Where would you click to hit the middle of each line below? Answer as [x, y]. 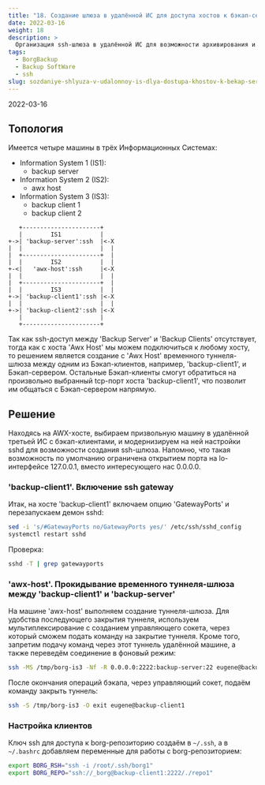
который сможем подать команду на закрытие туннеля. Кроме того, [124, 637]
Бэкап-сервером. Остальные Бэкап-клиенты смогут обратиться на [122, 372]
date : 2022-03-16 [37, 23]
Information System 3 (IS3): [64, 196]
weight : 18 [26, 30]
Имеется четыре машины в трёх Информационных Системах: [113, 148]
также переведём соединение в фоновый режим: [92, 653]
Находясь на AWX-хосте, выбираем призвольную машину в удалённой [129, 433]
